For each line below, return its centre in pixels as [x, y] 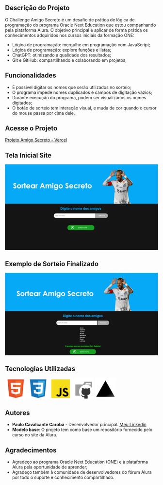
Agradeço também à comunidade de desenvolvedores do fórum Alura [82, 472]
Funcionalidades [31, 76]
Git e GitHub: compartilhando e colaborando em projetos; [69, 60]
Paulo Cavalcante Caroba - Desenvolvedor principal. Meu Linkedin [79, 425]
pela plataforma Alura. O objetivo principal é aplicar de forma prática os [76, 30]
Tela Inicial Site [28, 155]
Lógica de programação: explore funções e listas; [62, 50]
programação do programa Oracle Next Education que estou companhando [81, 25]
